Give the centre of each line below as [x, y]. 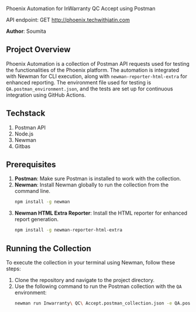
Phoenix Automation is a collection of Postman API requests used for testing [98, 63]
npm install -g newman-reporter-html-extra [68, 230]
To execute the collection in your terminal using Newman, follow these [91, 262]
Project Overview [38, 50]
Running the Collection [49, 248]
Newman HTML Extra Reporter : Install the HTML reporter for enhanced [101, 213]
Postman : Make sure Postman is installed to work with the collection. [98, 179]
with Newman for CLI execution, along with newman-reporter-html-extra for [97, 76]
